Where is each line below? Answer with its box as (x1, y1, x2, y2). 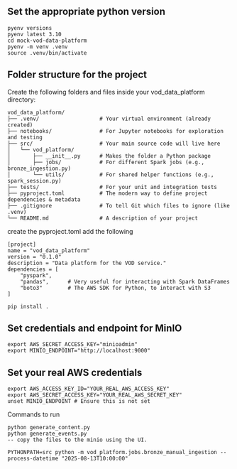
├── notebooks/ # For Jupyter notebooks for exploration (7, 127, 224, 134)
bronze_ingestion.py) (7, 165, 72, 172)
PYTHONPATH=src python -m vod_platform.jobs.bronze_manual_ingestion (7, 449, 218, 456)
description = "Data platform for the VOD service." (7, 259, 167, 266)
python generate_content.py (7, 424, 91, 431)
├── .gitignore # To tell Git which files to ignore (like (7, 202, 231, 209)
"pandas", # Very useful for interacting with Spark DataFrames (20, 278, 231, 285)
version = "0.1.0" (7, 253, 62, 260)
